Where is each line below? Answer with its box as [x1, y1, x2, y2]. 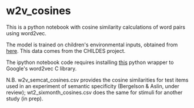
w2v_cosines [6, 4, 72, 18]
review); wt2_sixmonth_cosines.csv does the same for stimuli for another [6, 89, 183, 96]
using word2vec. [6, 29, 47, 36]
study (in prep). [6, 95, 44, 102]
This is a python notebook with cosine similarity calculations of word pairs [6, 23, 186, 31]
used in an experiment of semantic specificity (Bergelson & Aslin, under [6, 82, 179, 89]
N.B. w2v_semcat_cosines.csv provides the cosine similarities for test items [6, 76, 189, 83]
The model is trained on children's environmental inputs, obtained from [6, 41, 178, 48]
